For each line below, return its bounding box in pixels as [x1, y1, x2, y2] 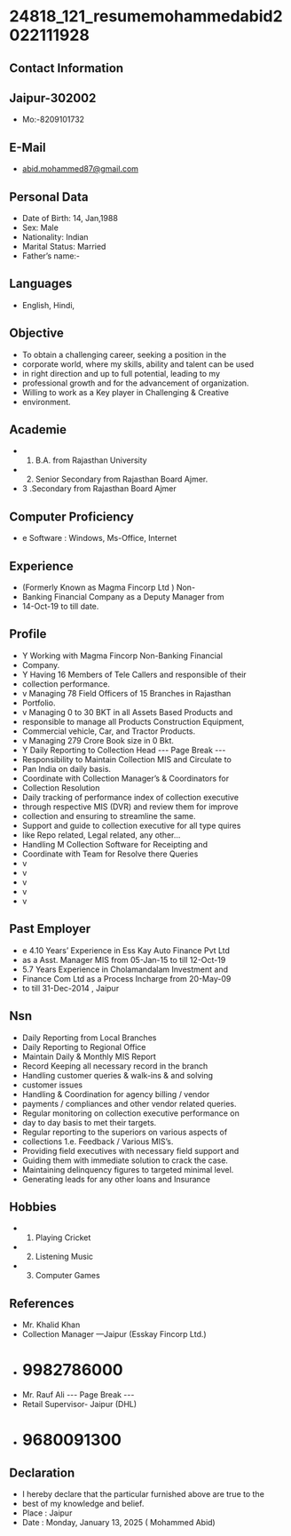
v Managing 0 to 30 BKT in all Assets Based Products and [21, 706, 233, 717]
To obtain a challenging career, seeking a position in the [21, 349, 227, 360]
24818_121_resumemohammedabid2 [9, 6, 283, 27]
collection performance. [21, 678, 111, 689]
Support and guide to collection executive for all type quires [21, 820, 241, 831]
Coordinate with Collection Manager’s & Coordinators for [21, 773, 230, 784]
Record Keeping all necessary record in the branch [21, 1060, 208, 1071]
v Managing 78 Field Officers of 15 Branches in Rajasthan [21, 688, 232, 698]
